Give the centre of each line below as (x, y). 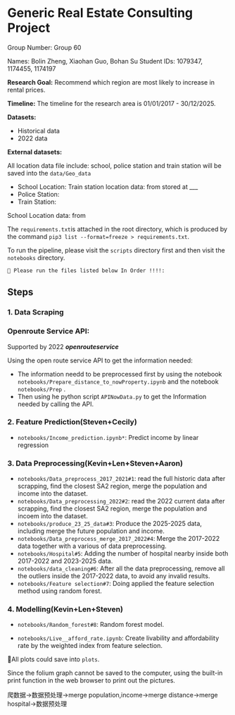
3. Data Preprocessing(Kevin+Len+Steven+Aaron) (95, 463)
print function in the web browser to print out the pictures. (91, 680)
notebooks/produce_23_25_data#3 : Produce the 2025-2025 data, (110, 524)
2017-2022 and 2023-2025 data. (65, 561)
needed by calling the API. (56, 404)
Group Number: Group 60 (44, 47)
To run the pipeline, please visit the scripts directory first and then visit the (116, 250)
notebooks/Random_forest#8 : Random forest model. (91, 625)
